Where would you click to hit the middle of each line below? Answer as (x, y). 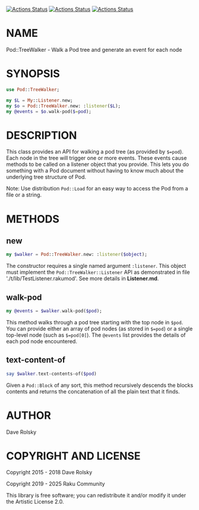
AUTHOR (29, 415)
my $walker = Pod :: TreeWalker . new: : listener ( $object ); (77, 255)
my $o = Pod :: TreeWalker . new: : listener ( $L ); (63, 106)
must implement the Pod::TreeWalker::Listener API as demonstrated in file (98, 272)
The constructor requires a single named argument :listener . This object (96, 266)
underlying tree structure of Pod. (46, 177)
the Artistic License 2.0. (35, 502)
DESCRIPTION (42, 135)
